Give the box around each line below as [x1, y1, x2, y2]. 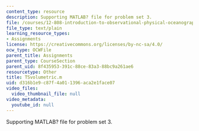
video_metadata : [6, 96, 46, 102]
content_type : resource [6, 8, 65, 15]
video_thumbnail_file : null [11, 91, 81, 97]
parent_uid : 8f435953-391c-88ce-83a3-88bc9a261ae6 [6, 63, 134, 70]
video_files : [6, 86, 38, 91]
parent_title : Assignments [6, 53, 73, 58]
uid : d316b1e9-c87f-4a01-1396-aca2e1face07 [6, 80, 115, 86]
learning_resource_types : [6, 31, 70, 37]
